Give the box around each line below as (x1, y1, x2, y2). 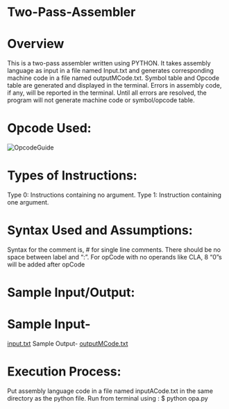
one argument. (7, 198, 49, 206)
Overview (7, 36, 65, 52)
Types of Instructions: (7, 168, 137, 184)
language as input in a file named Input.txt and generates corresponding (7, 67, 214, 75)
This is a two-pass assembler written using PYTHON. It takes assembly (7, 59, 211, 67)
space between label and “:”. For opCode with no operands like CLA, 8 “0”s (7, 252, 222, 261)
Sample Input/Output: (7, 284, 135, 300)
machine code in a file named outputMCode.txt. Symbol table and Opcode (7, 74, 220, 82)
